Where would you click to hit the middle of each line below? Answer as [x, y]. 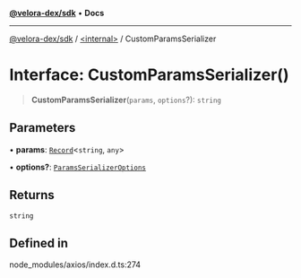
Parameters [43, 128]
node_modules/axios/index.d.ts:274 [75, 265]
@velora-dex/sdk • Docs [57, 13]
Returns [32, 195]
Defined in [39, 243]
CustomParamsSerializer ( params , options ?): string [126, 100]
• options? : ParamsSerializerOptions [77, 167]
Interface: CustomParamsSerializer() [149, 75]
